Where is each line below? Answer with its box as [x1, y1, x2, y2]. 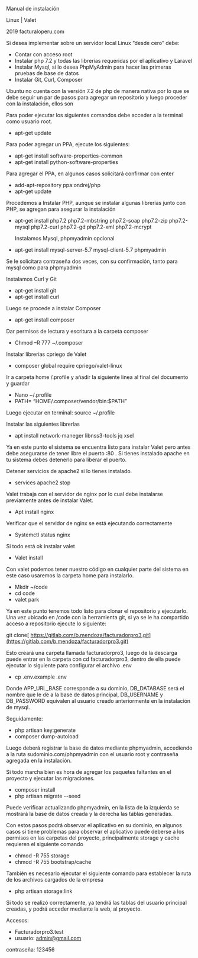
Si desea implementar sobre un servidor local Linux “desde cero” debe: [6, 40, 180, 46]
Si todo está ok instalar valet [6, 543, 75, 549]
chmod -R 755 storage [14, 852, 70, 859]
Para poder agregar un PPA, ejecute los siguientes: [6, 141, 130, 147]
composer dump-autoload [14, 733, 79, 740]
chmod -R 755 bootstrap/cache [14, 859, 92, 865]
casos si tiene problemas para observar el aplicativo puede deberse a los [6, 828, 184, 835]
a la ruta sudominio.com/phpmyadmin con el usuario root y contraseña [6, 751, 178, 757]
